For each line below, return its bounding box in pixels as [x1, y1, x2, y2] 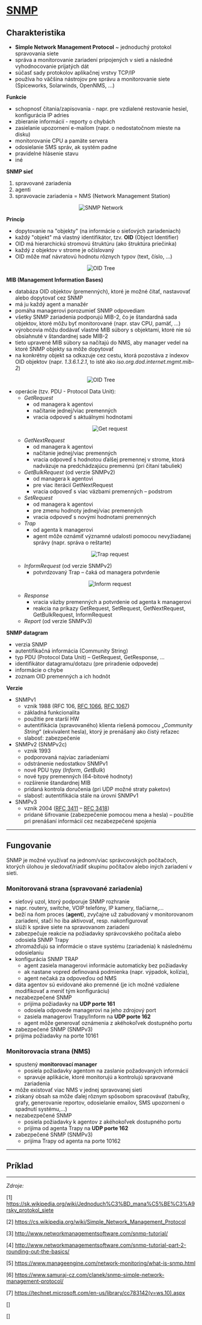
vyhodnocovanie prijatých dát [14, 63, 89, 70]
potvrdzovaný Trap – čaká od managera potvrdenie [32, 569, 161, 576]
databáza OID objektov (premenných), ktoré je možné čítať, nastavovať [14, 288, 191, 295]
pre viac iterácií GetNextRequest [32, 482, 114, 488]
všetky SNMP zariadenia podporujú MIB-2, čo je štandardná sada [14, 313, 177, 321]
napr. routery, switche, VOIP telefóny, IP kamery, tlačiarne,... [14, 905, 164, 912]
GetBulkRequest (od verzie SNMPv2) [23, 469, 115, 476]
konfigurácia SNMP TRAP [14, 956, 79, 963]
